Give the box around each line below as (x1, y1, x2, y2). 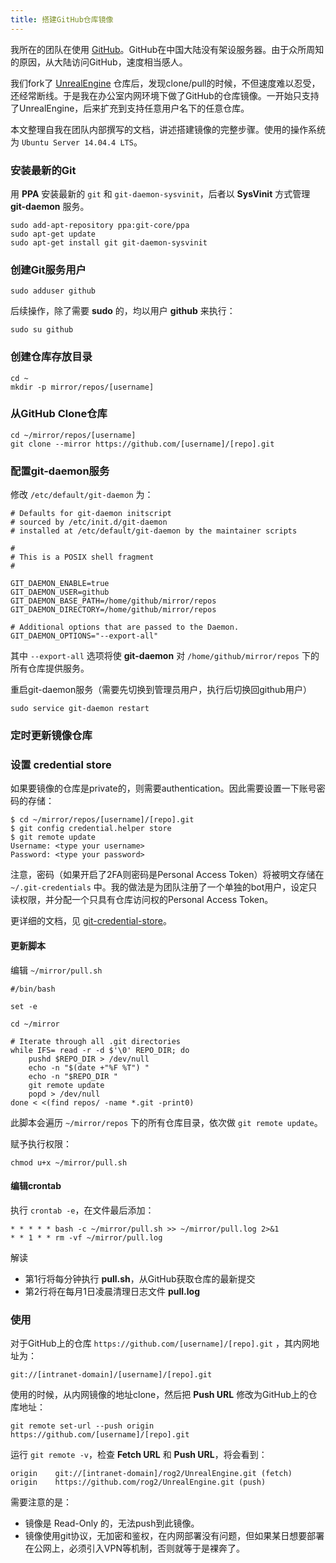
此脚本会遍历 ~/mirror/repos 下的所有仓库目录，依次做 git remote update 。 (10, 1116, 323, 1128)
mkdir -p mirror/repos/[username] (10, 382, 155, 392)
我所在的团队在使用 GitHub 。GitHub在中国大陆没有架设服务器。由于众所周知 (10, 43, 325, 55)
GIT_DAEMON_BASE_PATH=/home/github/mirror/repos (10, 596, 217, 606)
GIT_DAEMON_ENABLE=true (10, 579, 110, 589)
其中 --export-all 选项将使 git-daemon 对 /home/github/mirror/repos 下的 (10, 650, 320, 662)
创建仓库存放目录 (10, 350, 93, 364)
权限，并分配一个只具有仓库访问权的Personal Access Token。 (18, 894, 274, 906)
